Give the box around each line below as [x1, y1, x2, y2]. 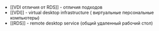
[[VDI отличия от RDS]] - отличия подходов [10, 4, 103, 10]
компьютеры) [10, 15, 40, 20]
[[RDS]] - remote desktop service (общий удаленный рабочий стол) [10, 20, 153, 26]
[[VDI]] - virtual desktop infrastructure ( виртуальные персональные [10, 9, 154, 15]
